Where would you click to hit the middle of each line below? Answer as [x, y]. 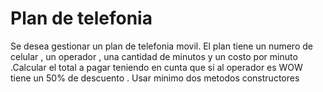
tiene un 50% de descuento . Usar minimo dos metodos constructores [155, 78]
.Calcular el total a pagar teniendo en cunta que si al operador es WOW [156, 67]
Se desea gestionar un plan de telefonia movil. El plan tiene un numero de [161, 46]
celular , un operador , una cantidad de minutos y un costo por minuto [154, 56]
